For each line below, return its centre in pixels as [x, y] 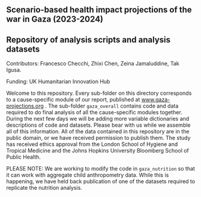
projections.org [25, 106]
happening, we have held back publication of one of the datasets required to [101, 181]
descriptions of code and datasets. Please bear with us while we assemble [98, 125]
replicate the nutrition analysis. [44, 188]
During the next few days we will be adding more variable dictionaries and [98, 119]
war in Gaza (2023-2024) [55, 20]
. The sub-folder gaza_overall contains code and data [112, 106]
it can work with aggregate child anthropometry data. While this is [88, 175]
